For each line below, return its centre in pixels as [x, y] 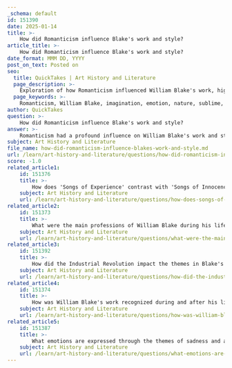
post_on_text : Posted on [43, 65]
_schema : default [32, 13]
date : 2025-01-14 [32, 26]
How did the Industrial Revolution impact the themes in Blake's [128, 264]
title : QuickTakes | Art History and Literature [85, 78]
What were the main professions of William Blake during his [122, 225]
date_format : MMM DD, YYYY [46, 59]
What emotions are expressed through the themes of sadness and [126, 341]
